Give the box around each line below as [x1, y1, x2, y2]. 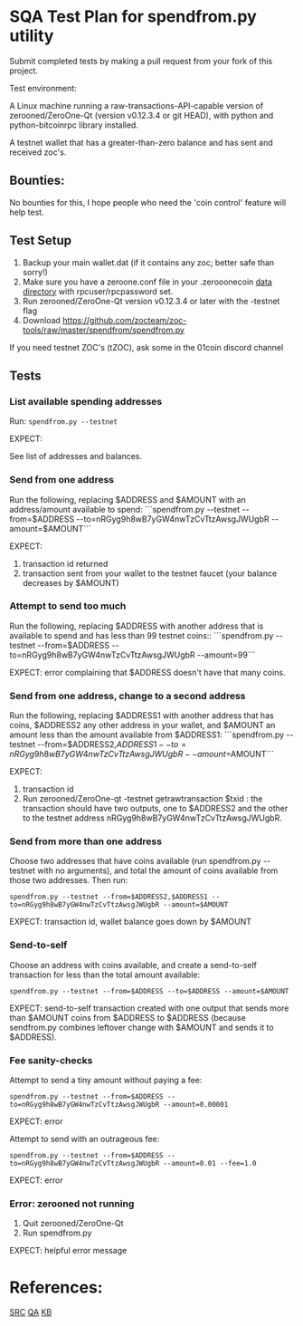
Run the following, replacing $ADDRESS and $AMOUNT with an [9, 494, 246, 504]
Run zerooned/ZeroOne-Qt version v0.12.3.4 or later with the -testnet [22, 295, 280, 306]
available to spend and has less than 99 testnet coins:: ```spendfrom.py [9, 629, 274, 640]
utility [9, 25, 54, 46]
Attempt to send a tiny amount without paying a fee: [9, 1075, 203, 1086]
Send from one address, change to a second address [9, 689, 246, 702]
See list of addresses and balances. [9, 451, 143, 462]
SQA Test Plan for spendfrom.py [9, 6, 258, 27]
